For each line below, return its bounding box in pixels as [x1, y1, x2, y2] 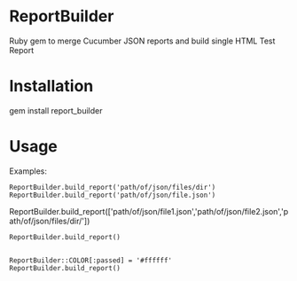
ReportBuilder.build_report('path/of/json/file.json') [9, 191, 216, 199]
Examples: [9, 166, 47, 176]
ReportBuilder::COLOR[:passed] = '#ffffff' [9, 255, 173, 265]
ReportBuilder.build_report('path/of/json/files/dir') [9, 183, 216, 191]
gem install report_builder [9, 105, 103, 116]
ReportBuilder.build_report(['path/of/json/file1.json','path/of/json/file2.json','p [9, 206, 289, 216]
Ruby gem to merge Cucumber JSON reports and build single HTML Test [9, 35, 276, 46]
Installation [9, 76, 94, 97]
